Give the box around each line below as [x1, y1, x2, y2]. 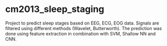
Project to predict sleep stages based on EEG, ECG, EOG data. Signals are [5, 20, 159, 26]
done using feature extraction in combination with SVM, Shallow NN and [5, 30, 156, 36]
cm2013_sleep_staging [5, 3, 105, 15]
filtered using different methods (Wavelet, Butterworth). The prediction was [5, 25, 162, 31]
